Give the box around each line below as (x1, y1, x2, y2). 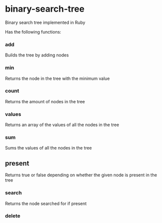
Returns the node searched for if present (5, 201, 87, 206)
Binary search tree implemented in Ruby (5, 19, 86, 25)
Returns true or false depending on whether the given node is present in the (5, 172, 157, 178)
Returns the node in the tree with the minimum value (5, 75, 110, 81)
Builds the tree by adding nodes (5, 52, 69, 58)
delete (5, 213, 20, 220)
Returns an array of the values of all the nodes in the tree (5, 122, 119, 128)
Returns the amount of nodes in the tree (5, 98, 85, 104)
